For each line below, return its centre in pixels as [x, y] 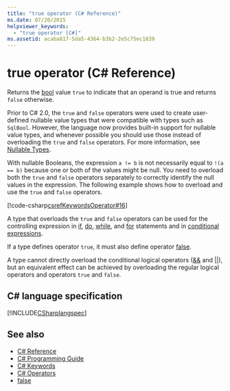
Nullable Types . [29, 149]
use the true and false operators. [55, 192]
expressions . [25, 233]
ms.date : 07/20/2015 [37, 20]
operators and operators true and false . [64, 275]
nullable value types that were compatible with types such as [117, 120]
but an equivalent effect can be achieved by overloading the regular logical [113, 267]
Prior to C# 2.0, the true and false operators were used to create [99, 113]
